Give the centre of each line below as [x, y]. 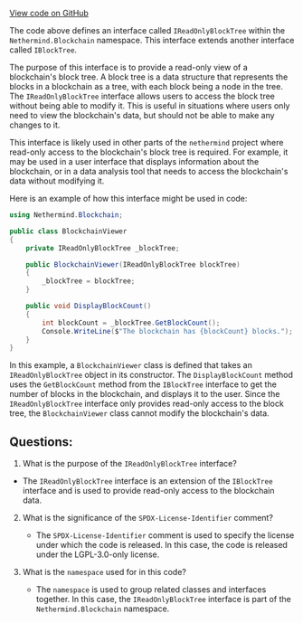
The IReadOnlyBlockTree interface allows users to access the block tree [142, 96]
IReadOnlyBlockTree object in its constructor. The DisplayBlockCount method [151, 375]
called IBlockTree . [43, 50]
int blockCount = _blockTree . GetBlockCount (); [131, 323]
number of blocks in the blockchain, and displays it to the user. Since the [145, 394]
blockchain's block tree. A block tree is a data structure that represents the [149, 77]
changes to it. [35, 125]
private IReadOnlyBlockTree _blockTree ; [103, 248]
